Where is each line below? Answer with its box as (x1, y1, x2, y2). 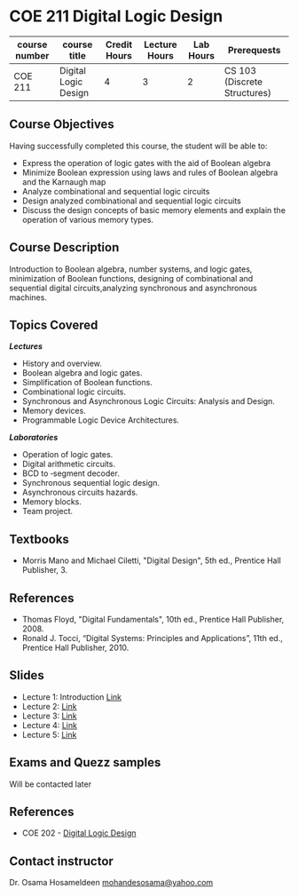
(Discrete (223, 75, 263, 88)
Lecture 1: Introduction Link (21, 691, 122, 702)
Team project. (21, 506, 74, 517)
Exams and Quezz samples (9, 755, 161, 770)
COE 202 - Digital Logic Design (21, 828, 137, 838)
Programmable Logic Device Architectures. (21, 415, 180, 425)
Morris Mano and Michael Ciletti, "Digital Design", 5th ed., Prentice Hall (21, 555, 282, 566)
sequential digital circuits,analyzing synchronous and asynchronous (9, 282, 257, 293)
